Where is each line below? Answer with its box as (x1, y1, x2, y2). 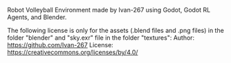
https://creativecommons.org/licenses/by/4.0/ (7, 48, 138, 56)
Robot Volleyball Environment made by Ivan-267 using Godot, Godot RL (7, 6, 211, 14)
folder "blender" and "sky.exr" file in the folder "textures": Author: (7, 34, 195, 42)
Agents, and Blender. (7, 13, 67, 21)
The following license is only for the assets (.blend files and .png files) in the (7, 27, 225, 34)
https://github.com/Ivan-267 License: (7, 41, 114, 49)
